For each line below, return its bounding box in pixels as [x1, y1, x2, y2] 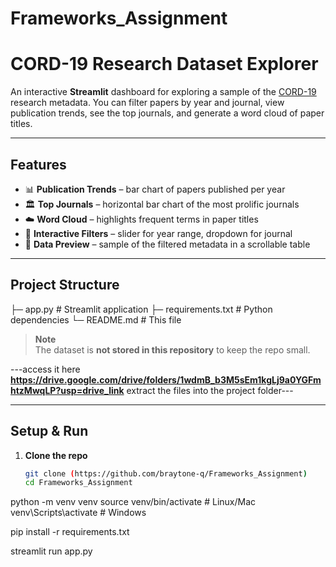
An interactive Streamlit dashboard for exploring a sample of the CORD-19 [10, 86, 317, 98]
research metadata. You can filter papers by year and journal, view [10, 97, 285, 109]
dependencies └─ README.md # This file [10, 313, 182, 326]
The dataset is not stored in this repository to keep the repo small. [34, 343, 311, 356]
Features [10, 156, 67, 173]
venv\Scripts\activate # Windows [10, 507, 147, 519]
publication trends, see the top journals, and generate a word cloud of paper [10, 107, 325, 119]
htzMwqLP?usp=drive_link [10, 384, 125, 396]
